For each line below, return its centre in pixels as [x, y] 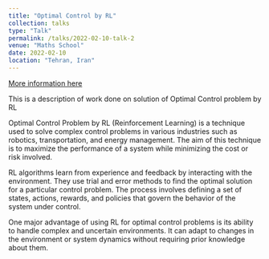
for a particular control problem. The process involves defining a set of [125, 189]
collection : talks [39, 23]
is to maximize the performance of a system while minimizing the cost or [128, 148]
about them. [28, 247]
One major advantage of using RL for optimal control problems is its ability [131, 222]
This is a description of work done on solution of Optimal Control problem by [135, 99]
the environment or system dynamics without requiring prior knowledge [127, 239]
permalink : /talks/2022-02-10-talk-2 [71, 38]
